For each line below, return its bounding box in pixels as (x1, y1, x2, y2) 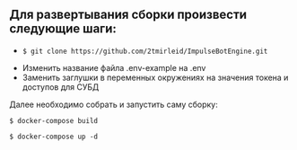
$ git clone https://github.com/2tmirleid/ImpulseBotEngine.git (22, 47, 268, 56)
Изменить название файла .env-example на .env (22, 62, 206, 73)
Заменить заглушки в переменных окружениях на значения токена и (22, 72, 289, 83)
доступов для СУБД (22, 81, 100, 93)
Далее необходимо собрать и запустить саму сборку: (9, 99, 218, 110)
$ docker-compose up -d (9, 132, 99, 141)
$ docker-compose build (9, 116, 99, 125)
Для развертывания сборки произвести (9, 7, 248, 22)
